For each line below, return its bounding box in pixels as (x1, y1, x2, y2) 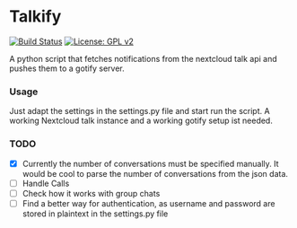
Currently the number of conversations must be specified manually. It (22, 158, 280, 169)
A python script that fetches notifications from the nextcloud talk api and (9, 53, 278, 64)
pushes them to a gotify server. (9, 63, 125, 74)
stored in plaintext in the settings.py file (22, 208, 169, 219)
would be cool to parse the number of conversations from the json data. (22, 168, 289, 179)
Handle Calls (22, 178, 70, 189)
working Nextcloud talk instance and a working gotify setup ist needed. (9, 115, 274, 127)
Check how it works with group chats (22, 188, 161, 198)
